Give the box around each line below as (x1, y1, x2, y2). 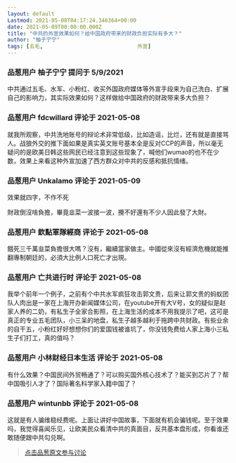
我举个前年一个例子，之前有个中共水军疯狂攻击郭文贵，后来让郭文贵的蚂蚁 (7, 289, 223, 299)
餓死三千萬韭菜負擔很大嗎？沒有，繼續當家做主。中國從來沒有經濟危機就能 (7, 244, 223, 253)
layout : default (7, 10, 55, 18)
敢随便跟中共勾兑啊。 (7, 433, 69, 442)
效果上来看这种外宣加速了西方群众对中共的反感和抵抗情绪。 (19, 156, 192, 165)
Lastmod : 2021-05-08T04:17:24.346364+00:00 (7, 17, 137, 24)
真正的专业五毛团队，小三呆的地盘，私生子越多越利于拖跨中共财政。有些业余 (7, 316, 229, 325)
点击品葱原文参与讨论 (24, 448, 86, 457)
